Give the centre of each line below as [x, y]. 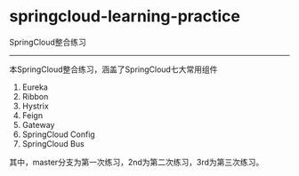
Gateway [38, 124]
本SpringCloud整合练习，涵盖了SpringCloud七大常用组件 [113, 69]
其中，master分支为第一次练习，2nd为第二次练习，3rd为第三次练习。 [137, 162]
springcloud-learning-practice [125, 16]
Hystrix [35, 106]
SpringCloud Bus [53, 143]
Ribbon [35, 96]
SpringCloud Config [58, 134]
